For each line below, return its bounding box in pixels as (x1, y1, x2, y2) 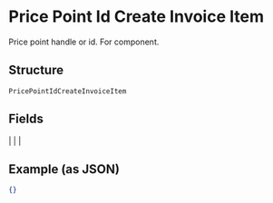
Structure (8, 63, 64, 78)
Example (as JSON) (8, 161, 120, 177)
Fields (8, 111, 44, 127)
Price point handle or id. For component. (8, 36, 160, 47)
